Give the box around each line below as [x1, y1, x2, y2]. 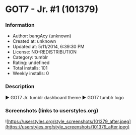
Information [5, 22, 35, 29]
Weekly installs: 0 [12, 71, 49, 77]
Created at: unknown [12, 38, 56, 44]
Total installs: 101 [12, 65, 48, 71]
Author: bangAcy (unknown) [12, 33, 72, 39]
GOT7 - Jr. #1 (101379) [5, 4, 99, 15]
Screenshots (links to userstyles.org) [5, 107, 99, 114]
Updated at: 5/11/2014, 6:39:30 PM [12, 44, 85, 50]
